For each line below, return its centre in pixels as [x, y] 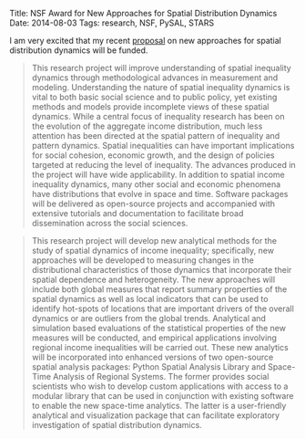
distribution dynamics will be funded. [79, 50]
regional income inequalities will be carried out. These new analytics [160, 347]
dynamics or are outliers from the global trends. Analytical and [149, 318]
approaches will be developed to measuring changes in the [143, 260]
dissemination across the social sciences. [110, 223]
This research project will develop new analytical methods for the [154, 240]
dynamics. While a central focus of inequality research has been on [158, 116]
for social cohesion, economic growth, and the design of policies [153, 155]
